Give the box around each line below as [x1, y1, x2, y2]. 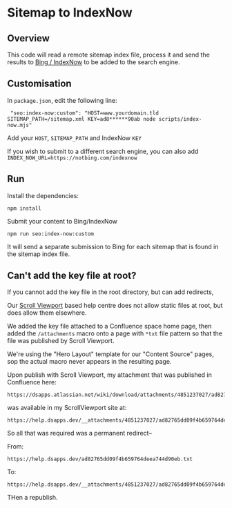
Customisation [7, 78, 72, 90]
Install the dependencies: [7, 191, 79, 199]
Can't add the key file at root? [7, 270, 137, 282]
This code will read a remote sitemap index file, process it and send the [7, 50, 211, 59]
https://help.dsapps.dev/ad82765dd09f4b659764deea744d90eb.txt [7, 456, 193, 463]
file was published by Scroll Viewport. [7, 337, 115, 345]
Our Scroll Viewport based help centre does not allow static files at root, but [7, 302, 223, 310]
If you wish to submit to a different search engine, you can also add [7, 147, 199, 155]
